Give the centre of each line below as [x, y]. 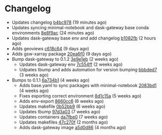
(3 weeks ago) [34, 75]
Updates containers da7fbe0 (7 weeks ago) [63, 117]
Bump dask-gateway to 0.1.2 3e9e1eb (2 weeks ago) [65, 59]
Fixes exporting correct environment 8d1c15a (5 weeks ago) [80, 96]
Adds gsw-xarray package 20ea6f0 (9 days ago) [62, 54]
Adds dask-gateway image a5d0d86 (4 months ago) [73, 127]
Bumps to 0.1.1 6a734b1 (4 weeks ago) [51, 80]
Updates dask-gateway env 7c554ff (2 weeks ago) [71, 64]
